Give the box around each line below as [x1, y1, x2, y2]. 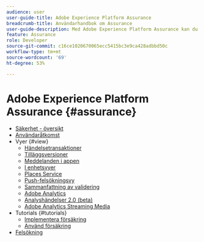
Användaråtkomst [15, 131, 60, 139]
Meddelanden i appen [24, 157, 79, 165]
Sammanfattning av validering [24, 183, 100, 191]
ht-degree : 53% [6, 60, 45, 66]
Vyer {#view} [15, 138, 49, 145]
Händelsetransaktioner [24, 144, 82, 152]
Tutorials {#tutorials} [15, 209, 67, 217]
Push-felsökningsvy [24, 177, 75, 184]
